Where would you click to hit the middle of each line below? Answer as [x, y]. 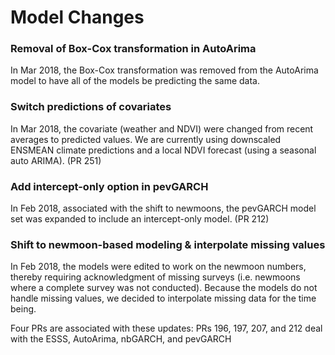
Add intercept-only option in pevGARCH [109, 186]
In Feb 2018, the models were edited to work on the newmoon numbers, [158, 267]
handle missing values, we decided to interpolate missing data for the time [163, 298]
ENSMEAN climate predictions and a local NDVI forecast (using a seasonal [163, 150]
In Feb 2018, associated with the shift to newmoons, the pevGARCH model [163, 208]
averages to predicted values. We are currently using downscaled [146, 139]
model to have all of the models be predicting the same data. [135, 81]
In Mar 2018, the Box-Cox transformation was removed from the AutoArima [164, 70]
